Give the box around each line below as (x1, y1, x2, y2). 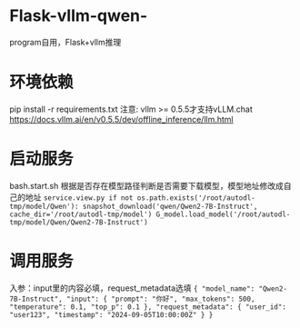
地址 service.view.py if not (25, 192, 134, 203)
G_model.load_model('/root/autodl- (155, 210, 291, 219)
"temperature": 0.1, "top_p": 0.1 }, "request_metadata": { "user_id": (9, 302, 286, 312)
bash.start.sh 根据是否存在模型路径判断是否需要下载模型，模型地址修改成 (9, 180, 284, 191)
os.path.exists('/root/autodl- (136, 193, 256, 203)
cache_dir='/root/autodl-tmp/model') (9, 210, 153, 219)
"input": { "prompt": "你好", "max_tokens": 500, (66, 294, 255, 303)
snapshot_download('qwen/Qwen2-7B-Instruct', (82, 202, 258, 211)
